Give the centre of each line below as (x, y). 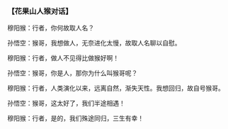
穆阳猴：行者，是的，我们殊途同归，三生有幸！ (75, 118)
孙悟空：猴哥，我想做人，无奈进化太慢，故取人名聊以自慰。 (94, 43)
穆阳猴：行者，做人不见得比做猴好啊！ (63, 58)
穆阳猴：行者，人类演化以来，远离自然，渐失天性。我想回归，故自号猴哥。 (116, 88)
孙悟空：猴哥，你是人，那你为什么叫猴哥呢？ (73, 73)
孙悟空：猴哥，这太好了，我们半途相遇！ (66, 103)
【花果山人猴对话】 (40, 11)
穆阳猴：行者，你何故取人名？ (51, 28)
